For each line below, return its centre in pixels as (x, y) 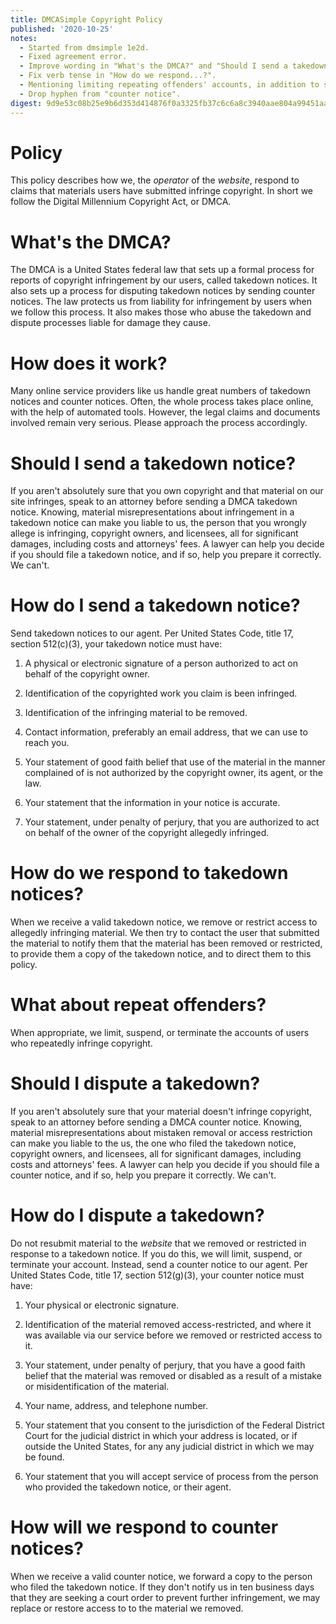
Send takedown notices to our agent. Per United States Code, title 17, (152, 633)
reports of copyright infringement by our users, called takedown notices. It (164, 280)
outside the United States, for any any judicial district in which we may (169, 1446)
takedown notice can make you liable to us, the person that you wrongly (158, 523)
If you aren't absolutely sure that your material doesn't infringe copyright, (161, 1111)
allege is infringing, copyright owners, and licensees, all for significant (154, 533)
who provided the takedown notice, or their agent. (128, 1487)
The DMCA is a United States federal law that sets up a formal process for (162, 270)
